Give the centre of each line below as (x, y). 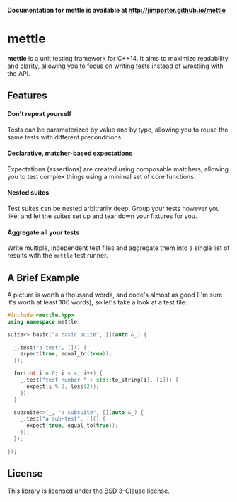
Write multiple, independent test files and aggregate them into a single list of (118, 248)
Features (27, 96)
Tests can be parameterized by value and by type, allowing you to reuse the (118, 130)
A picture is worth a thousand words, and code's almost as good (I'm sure (115, 295)
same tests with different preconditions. (65, 137)
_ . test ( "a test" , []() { (50, 347)
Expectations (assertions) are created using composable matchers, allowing (118, 169)
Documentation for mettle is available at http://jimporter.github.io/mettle (117, 10)
